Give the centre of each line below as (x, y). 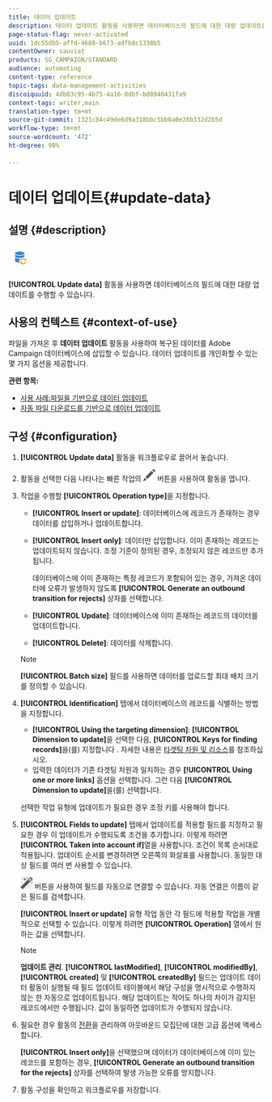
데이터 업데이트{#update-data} (110, 198)
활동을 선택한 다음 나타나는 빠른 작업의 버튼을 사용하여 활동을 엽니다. (135, 479)
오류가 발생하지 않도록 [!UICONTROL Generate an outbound (146, 588)
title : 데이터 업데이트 (42, 17)
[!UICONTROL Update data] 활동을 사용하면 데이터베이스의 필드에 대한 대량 (130, 284)
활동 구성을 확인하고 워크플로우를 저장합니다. (91, 1090)
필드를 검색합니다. (57, 897)
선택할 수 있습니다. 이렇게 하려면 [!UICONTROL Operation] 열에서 (147, 924)
